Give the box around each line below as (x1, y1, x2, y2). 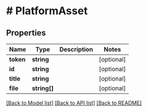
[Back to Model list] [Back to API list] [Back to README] (6, 100, 142, 106)
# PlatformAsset (6, 4, 88, 18)
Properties (6, 28, 46, 38)
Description (59, 46, 94, 53)
